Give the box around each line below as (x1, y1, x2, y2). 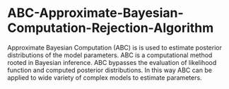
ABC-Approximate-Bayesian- (7, 5, 184, 21)
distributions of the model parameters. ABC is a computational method (7, 51, 213, 59)
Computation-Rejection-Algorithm (7, 20, 214, 36)
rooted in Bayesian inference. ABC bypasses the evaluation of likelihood (7, 58, 217, 66)
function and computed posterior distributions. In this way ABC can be (7, 66, 212, 74)
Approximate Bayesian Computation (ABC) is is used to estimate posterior (7, 43, 223, 52)
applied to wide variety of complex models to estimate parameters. (7, 73, 203, 82)
